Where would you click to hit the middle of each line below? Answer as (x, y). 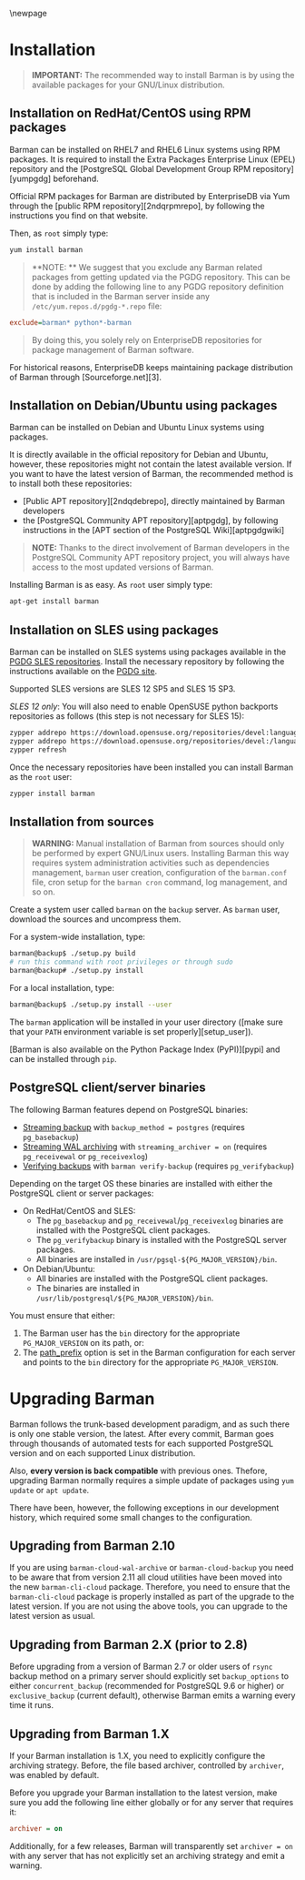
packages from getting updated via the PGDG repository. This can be (161, 277)
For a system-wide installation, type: (77, 937)
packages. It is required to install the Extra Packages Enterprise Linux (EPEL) (152, 159)
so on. (44, 892)
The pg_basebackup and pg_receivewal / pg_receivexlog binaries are (160, 1220)
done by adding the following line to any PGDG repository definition (157, 287)
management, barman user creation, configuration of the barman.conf (159, 873)
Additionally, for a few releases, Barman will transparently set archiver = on (151, 1845)
